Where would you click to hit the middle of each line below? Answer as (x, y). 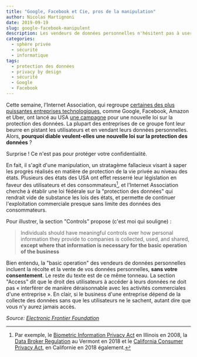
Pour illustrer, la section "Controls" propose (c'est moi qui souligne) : (89, 221)
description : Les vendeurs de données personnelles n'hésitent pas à (93, 34)
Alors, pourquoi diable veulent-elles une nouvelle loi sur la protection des (97, 136)
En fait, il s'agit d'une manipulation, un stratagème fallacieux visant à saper (96, 165)
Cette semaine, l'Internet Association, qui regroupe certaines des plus (90, 105)
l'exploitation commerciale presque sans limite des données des (84, 203)
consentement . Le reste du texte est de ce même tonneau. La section (91, 275)
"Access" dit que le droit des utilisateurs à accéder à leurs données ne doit (96, 281)
